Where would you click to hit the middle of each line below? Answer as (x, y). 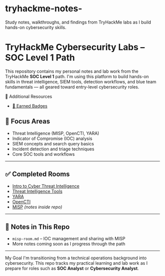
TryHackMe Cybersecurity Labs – (75, 47)
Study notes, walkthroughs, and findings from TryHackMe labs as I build (78, 22)
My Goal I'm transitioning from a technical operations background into (76, 258)
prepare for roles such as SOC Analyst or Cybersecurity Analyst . (72, 269)
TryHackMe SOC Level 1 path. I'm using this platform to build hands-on (77, 76)
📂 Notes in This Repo (37, 227)
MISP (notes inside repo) (37, 207)
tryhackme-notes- (44, 9)
